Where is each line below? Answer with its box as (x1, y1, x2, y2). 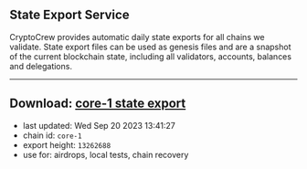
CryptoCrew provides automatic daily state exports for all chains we (9, 31, 265, 42)
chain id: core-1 (22, 130, 82, 141)
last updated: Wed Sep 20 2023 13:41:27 (22, 120, 175, 131)
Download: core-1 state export (9, 96, 186, 111)
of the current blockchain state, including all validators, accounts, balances (9, 50, 292, 62)
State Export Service (9, 7, 130, 23)
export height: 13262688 (22, 139, 111, 150)
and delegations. (9, 60, 73, 71)
